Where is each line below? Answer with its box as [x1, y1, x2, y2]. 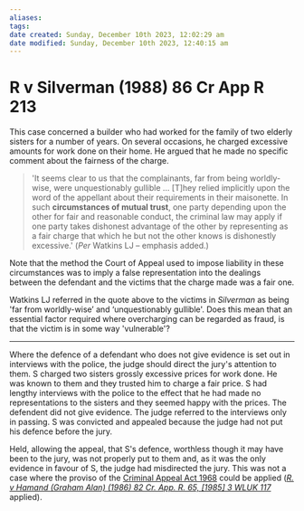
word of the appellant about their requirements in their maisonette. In [31, 192, 289, 203]
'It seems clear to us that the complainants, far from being [31, 173, 249, 184]
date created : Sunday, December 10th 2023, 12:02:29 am [9, 30, 224, 39]
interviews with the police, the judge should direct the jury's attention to [9, 359, 278, 370]
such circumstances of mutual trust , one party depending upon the [31, 202, 287, 213]
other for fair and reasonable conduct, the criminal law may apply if [31, 212, 283, 222]
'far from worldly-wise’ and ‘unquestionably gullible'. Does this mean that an [9, 304, 293, 315]
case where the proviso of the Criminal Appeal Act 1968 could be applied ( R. [9, 472, 294, 484]
